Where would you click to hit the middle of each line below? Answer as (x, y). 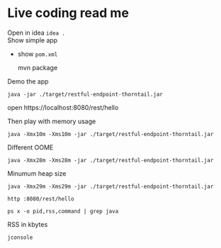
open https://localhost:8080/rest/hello (63, 107)
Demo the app (28, 81)
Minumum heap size (37, 173)
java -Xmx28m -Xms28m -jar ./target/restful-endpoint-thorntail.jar (110, 160)
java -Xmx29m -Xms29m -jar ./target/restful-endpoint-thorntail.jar (110, 186)
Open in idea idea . (36, 33)
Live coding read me (68, 13)
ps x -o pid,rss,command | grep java (63, 211)
